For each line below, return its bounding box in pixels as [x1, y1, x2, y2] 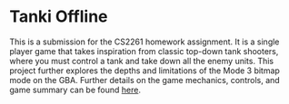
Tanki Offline [9, 6, 108, 27]
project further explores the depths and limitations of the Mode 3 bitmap [9, 65, 280, 76]
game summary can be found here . [9, 84, 141, 95]
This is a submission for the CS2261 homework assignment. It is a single [9, 36, 280, 47]
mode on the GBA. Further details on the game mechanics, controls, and [9, 74, 280, 85]
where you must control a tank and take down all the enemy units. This [9, 55, 274, 66]
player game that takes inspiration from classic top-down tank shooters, [9, 45, 279, 56]
